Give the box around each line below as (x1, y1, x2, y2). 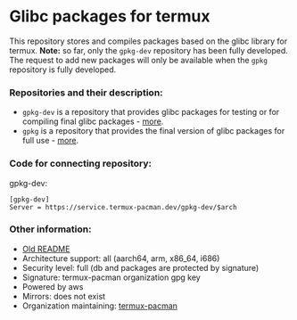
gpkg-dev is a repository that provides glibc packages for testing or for (21, 107, 280, 118)
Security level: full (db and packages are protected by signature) (21, 262, 260, 273)
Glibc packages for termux (9, 6, 211, 27)
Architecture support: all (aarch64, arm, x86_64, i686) (21, 252, 220, 264)
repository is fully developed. (9, 64, 117, 75)
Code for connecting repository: (9, 158, 153, 170)
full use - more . (21, 135, 79, 146)
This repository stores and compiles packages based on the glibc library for (9, 36, 288, 46)
